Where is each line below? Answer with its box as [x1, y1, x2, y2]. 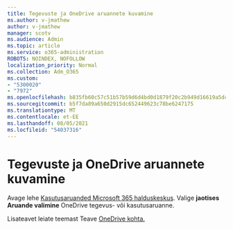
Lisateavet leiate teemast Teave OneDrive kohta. [7, 214, 146, 223]
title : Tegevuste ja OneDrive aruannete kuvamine [7, 10, 154, 17]
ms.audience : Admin [7, 36, 64, 43]
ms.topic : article [7, 42, 60, 49]
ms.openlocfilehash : [7, 94, 67, 101]
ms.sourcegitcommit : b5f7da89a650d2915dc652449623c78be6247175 [7, 101, 194, 108]
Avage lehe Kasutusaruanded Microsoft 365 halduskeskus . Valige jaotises [7, 194, 220, 202]
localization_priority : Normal [7, 62, 98, 69]
